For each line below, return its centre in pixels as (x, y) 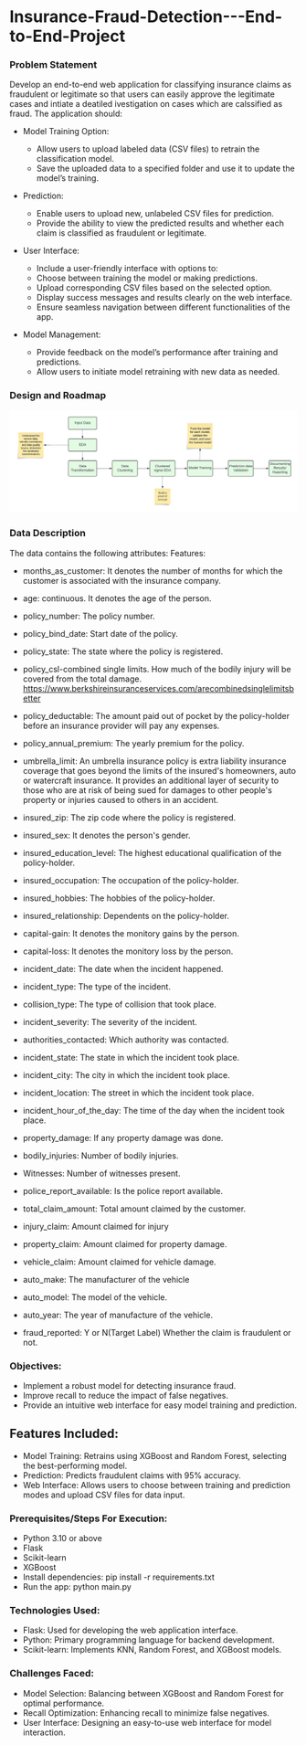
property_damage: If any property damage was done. (123, 1137)
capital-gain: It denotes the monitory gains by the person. (131, 933)
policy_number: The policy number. (89, 616)
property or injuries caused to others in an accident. (121, 799)
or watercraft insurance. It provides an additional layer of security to (151, 780)
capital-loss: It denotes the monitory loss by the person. (128, 951)
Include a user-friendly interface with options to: (127, 269)
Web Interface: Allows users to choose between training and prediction (156, 1485)
